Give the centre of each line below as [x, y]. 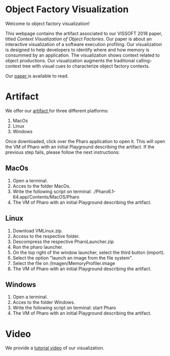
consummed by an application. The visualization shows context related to [82, 55]
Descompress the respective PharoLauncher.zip [63, 242]
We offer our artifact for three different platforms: [57, 110]
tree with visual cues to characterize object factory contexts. [86, 66]
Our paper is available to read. [37, 76]
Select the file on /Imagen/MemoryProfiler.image [64, 263]
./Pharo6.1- [104, 191]
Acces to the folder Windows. [44, 302]
